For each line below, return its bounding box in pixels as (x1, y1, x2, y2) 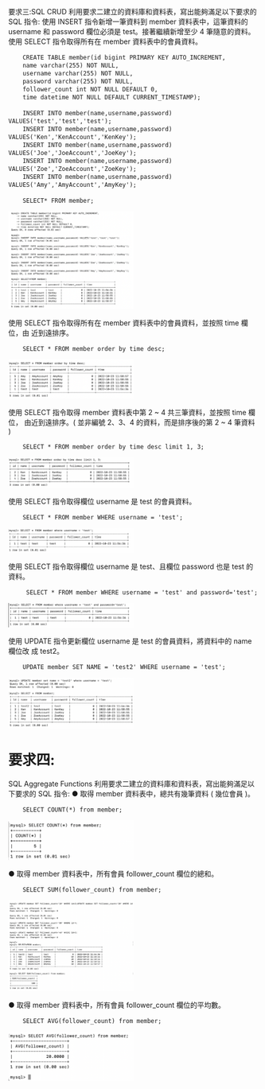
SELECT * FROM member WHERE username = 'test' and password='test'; (25, 588, 259, 597)
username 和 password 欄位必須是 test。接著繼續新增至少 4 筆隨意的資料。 (8, 27, 255, 36)
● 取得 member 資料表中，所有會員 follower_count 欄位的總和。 (8, 869, 219, 879)
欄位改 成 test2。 (8, 646, 64, 655)
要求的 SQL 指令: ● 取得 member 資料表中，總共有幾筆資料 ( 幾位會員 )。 (14, 788, 255, 798)
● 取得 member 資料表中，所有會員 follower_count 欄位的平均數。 (8, 1000, 225, 1009)
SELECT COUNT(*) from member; (22, 806, 123, 814)
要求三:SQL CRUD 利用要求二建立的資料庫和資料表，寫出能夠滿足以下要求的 (8, 7, 257, 16)
